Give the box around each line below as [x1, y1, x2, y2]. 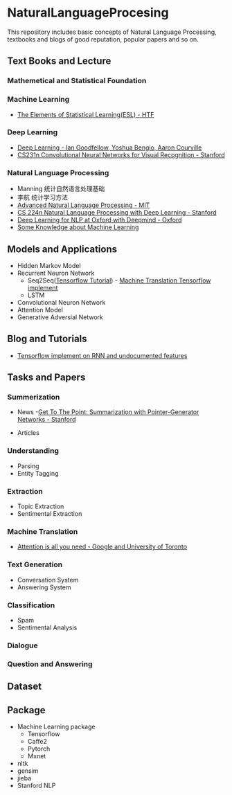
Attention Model [17, 305, 64, 314]
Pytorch [27, 744, 51, 753]
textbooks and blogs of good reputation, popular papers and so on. [7, 35, 199, 43]
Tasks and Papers [7, 372, 86, 384]
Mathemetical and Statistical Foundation [7, 76, 147, 86]
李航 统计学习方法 [17, 193, 68, 202]
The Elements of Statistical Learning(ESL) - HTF [17, 110, 154, 118]
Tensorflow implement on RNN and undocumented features [17, 351, 188, 359]
